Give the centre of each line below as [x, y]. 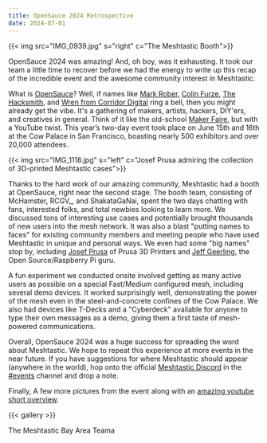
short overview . [34, 399]
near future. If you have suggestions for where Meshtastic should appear [128, 359]
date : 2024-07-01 [37, 23]
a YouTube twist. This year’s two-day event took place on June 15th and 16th [134, 127]
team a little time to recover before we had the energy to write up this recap [132, 69]
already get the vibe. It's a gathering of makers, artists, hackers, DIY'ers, [127, 110]
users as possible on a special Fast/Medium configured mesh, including [126, 284]
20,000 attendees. [39, 144]
